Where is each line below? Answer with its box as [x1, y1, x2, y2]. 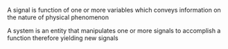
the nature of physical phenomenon [7, 13, 109, 21]
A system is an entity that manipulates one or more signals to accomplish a [7, 27, 221, 35]
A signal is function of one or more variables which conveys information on [7, 6, 222, 14]
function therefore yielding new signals [7, 34, 119, 42]
